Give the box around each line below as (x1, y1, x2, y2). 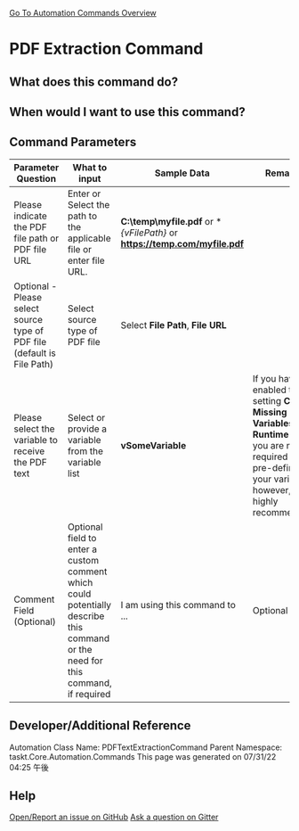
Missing (252, 406, 287, 418)
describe (67, 610, 105, 622)
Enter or (67, 187, 101, 200)
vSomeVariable (120, 439, 187, 451)
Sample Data (154, 167, 211, 179)
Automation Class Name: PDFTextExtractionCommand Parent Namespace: (9, 742, 283, 753)
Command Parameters (9, 135, 137, 150)
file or (67, 243, 92, 255)
